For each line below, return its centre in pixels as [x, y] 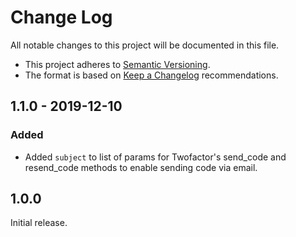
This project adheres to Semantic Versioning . [117, 64]
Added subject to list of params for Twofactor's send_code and [155, 157]
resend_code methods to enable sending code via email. [141, 167]
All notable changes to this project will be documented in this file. [145, 45]
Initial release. [39, 223]
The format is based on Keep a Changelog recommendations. [151, 75]
